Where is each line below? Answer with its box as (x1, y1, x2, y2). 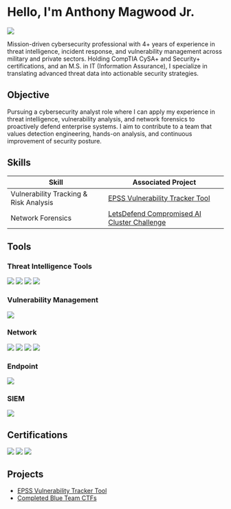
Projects (7, 468, 44, 480)
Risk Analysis (10, 197, 54, 207)
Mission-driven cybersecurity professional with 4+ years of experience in (7, 39, 215, 48)
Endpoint (7, 361, 38, 371)
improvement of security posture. (7, 137, 102, 145)
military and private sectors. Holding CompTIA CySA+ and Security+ (7, 54, 201, 63)
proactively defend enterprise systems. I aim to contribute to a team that (7, 122, 212, 130)
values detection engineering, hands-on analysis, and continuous (7, 129, 192, 138)
